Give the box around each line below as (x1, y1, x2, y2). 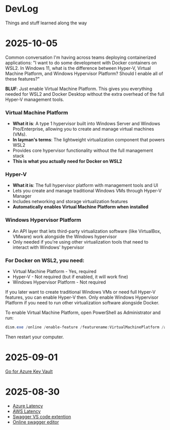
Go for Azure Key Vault (5, 368, 53, 374)
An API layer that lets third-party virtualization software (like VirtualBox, (12, 228, 161, 234)
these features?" (5, 75, 40, 82)
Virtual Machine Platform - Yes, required (12, 268, 97, 275)
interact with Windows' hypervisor (12, 244, 84, 250)
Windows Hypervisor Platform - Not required (12, 279, 106, 285)
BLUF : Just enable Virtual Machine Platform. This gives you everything (5, 86, 153, 92)
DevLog (5, 3, 38, 15)
